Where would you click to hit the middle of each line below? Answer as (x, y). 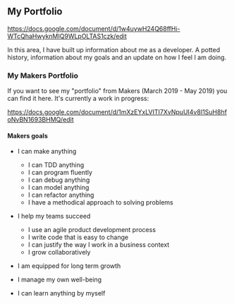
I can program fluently (60, 173)
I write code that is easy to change (78, 237)
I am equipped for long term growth (69, 266)
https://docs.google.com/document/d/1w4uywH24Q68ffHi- (94, 28)
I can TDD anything (56, 165)
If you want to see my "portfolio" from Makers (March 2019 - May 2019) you (117, 91)
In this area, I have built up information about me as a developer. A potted (114, 49)
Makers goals (27, 135)
